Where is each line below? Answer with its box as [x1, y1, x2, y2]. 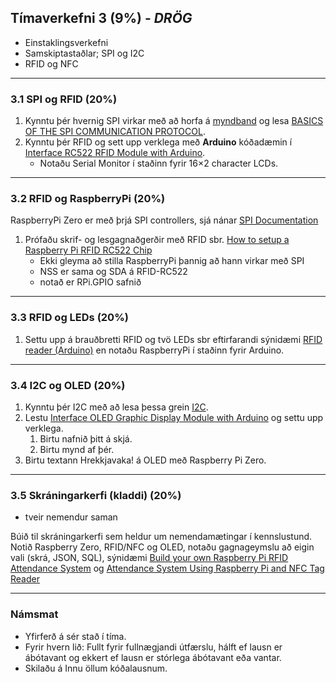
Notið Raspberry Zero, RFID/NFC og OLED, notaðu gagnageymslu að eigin [10, 541, 315, 553]
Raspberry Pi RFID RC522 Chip [24, 244, 153, 256]
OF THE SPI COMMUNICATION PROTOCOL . [24, 126, 206, 138]
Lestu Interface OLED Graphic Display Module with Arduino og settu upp [24, 412, 324, 423]
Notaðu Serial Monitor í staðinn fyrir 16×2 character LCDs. [39, 157, 279, 170]
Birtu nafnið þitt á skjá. [39, 433, 133, 445]
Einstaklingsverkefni [24, 36, 109, 48]
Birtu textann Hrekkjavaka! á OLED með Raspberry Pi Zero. [24, 454, 267, 466]
